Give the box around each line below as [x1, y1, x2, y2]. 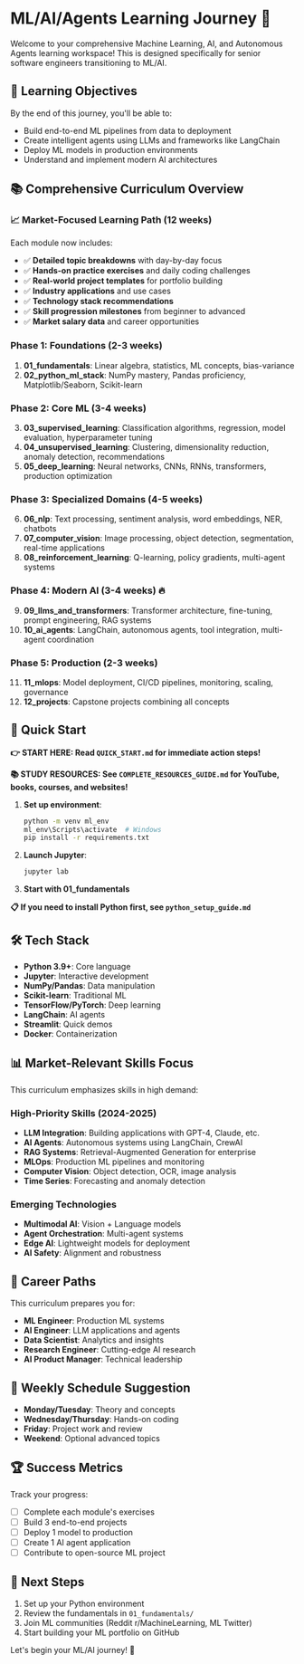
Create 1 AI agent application [23, 1537, 131, 1548]
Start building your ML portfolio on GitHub [23, 1627, 180, 1638]
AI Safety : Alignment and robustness [23, 1248, 162, 1258]
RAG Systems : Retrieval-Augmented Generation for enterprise [23, 1147, 257, 1158]
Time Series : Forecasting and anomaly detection [23, 1176, 206, 1187]
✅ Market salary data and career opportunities [23, 316, 200, 327]
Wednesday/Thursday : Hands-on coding [23, 1414, 179, 1425]
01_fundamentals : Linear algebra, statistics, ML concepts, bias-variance [23, 359, 295, 370]
